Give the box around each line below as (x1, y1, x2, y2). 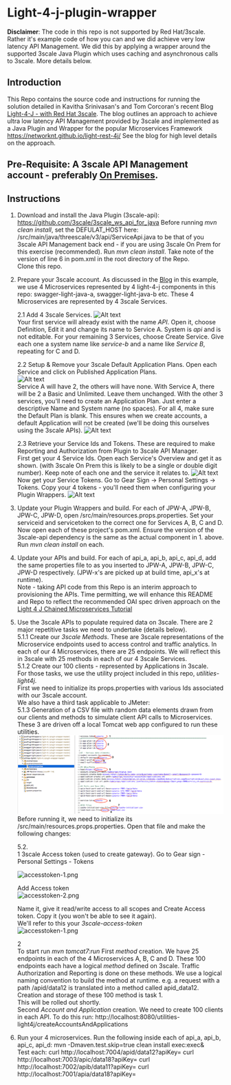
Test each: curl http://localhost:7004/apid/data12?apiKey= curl (16, 1048, 195, 1056)
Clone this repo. (16, 262, 63, 270)
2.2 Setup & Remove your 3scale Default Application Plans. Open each (16, 360, 217, 368)
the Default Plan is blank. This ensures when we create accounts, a (16, 411, 208, 420)
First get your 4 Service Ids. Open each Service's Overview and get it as (16, 454, 222, 462)
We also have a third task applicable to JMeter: (16, 698, 151, 706)
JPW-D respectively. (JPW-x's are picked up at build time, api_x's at (16, 568, 210, 577)
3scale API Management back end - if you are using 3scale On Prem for (16, 240, 221, 248)
